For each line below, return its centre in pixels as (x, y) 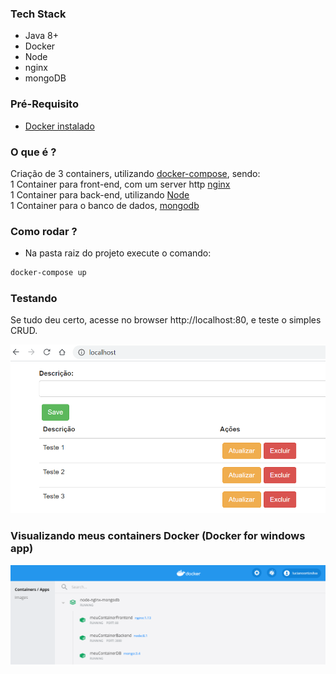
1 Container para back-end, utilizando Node (100, 194)
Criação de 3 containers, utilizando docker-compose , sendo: (135, 173)
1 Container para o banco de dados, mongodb (105, 205)
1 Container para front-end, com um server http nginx (120, 184)
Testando (34, 298)
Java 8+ (41, 36)
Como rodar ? (44, 231)
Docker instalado (59, 126)
